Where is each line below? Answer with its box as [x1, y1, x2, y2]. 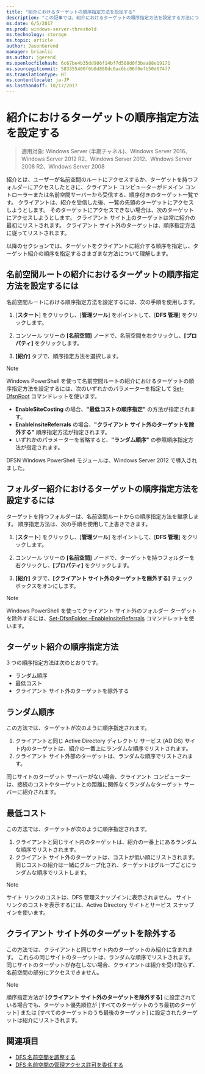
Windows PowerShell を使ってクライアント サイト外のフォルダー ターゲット [6, 607, 197, 614]
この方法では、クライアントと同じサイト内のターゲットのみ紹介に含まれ [6, 946, 188, 953]
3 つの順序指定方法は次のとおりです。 [6, 659, 102, 666]
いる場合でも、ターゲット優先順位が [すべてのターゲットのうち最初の [6, 1001, 181, 1008]
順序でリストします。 [36, 869, 90, 876]
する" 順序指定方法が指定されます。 [20, 428, 111, 435]
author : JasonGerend [6, 43, 59, 49]
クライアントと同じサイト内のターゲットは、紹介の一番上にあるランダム [15, 838, 197, 846]
